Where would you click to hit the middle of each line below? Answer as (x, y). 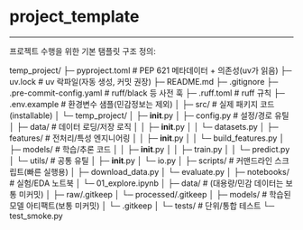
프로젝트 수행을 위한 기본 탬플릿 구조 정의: (83, 51)
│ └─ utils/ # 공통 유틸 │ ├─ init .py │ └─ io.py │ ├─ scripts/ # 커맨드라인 (141, 161)
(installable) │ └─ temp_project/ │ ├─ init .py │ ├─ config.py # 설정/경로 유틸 (149, 115)
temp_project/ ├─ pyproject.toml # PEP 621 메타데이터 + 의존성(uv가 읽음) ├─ (151, 70)
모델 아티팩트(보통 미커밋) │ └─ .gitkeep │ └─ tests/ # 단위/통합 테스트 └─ (142, 206)
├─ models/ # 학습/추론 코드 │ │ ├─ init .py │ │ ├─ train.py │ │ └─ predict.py (150, 149)
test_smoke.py (36, 216)
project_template (74, 17)
